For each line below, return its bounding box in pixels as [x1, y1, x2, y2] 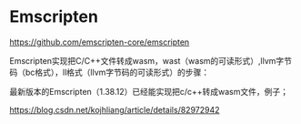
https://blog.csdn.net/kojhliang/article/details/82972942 [9, 104, 220, 115]
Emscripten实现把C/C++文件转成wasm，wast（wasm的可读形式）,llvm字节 [9, 55, 293, 66]
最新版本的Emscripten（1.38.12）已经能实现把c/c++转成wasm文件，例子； [9, 86, 289, 97]
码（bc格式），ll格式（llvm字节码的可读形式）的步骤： [9, 67, 210, 77]
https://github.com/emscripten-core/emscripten [9, 36, 190, 47]
